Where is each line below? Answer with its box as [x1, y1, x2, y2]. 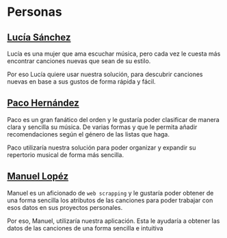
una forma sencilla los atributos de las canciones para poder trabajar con [7, 196, 213, 204]
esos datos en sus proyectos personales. [7, 203, 123, 211]
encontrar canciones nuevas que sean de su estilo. [7, 57, 151, 65]
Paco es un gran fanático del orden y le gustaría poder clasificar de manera [7, 115, 220, 123]
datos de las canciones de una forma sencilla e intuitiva [7, 224, 163, 232]
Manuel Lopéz [7, 171, 69, 182]
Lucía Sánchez [7, 32, 71, 43]
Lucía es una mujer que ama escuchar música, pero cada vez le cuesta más [7, 49, 221, 58]
